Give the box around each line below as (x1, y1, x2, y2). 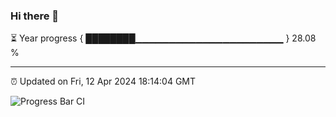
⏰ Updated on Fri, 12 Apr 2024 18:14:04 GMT (10, 75, 197, 88)
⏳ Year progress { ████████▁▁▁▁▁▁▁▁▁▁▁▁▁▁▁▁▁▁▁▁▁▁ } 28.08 (10, 32, 317, 44)
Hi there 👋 (10, 9, 60, 23)
